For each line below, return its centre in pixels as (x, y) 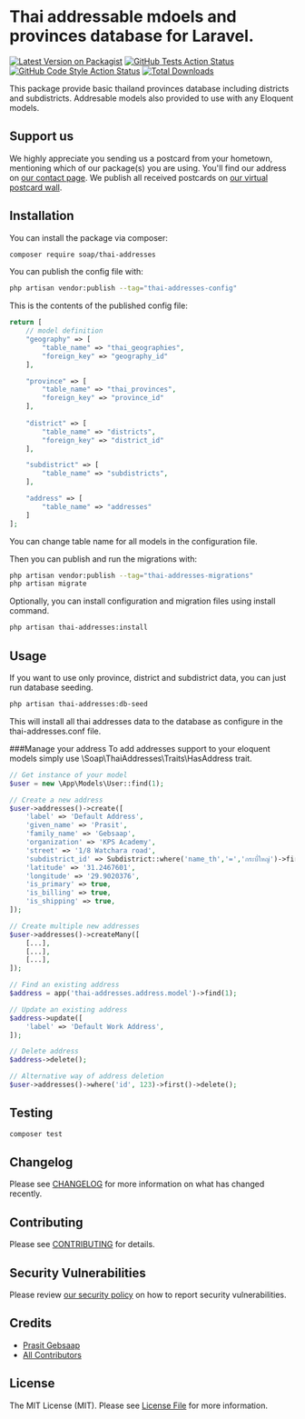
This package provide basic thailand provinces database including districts (149, 88)
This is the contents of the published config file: (98, 305)
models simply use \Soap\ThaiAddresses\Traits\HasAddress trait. (131, 758)
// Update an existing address (69, 1009)
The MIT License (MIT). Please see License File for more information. (138, 1405)
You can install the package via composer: (89, 237)
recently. (26, 1194)
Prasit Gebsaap (51, 1345)
